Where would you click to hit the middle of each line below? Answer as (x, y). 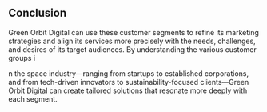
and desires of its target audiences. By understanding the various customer (133, 49)
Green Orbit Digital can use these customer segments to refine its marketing (134, 32)
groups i (22, 58)
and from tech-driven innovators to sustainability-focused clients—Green (129, 82)
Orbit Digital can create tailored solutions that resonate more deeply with (128, 90)
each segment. (33, 98)
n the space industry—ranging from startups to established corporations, (129, 73)
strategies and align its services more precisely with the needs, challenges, (132, 41)
